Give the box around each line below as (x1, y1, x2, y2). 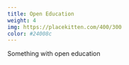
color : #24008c (7, 30, 52, 37)
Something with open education (7, 49, 101, 58)
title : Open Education (7, 10, 74, 18)
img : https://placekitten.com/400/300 (7, 23, 122, 30)
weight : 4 (7, 17, 37, 24)
